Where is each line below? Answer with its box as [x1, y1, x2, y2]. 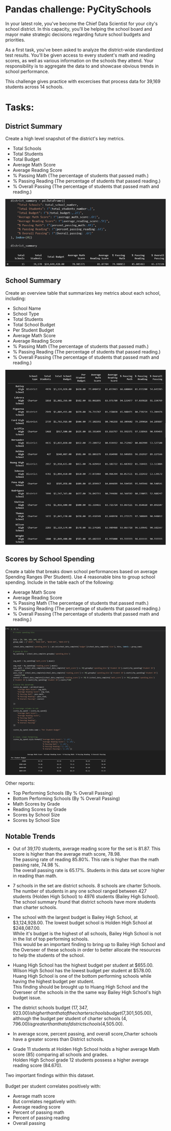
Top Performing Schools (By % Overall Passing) [12, 790, 113, 796]
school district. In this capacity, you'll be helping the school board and [5, 26, 153, 32]
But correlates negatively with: [12, 1098, 77, 1104]
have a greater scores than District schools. [12, 1036, 104, 1042]
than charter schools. [12, 904, 58, 910]
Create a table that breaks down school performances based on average [5, 568, 158, 574]
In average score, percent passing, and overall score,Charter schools [12, 1030, 158, 1036]
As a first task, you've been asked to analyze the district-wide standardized [5, 46, 164, 53]
